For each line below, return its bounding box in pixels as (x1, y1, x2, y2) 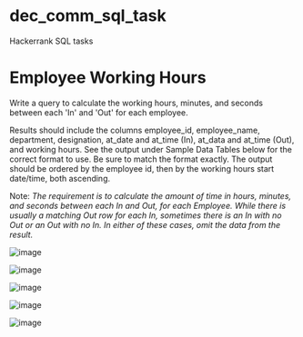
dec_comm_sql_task (9, 5, 167, 26)
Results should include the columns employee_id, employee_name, (9, 124, 261, 135)
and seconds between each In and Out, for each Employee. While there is (9, 200, 287, 211)
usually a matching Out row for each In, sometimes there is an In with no (9, 210, 282, 221)
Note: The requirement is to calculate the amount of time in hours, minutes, (9, 190, 292, 201)
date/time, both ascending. (9, 173, 111, 183)
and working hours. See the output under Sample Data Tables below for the (9, 144, 293, 154)
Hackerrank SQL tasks (9, 35, 94, 46)
